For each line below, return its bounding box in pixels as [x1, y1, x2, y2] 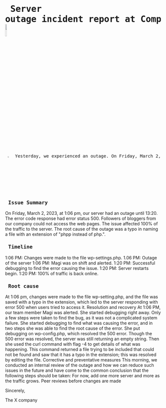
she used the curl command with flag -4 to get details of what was [5, 341, 141, 347]
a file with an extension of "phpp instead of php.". [5, 231, 106, 237]
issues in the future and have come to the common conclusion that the [5, 367, 149, 373]
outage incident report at [5, 14, 136, 25]
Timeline [8, 244, 33, 251]
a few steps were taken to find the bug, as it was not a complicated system [5, 315, 158, 321]
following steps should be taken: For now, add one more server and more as [5, 373, 160, 379]
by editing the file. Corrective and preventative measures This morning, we [5, 357, 158, 363]
